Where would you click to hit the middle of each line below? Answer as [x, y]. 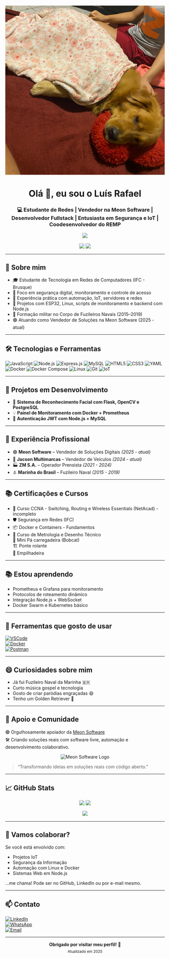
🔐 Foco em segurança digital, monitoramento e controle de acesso [82, 293]
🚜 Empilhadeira [28, 553]
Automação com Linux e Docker [46, 867]
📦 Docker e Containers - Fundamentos [54, 527]
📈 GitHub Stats [30, 788]
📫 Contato [23, 904]
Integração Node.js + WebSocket [47, 600]
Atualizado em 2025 [85, 952]
